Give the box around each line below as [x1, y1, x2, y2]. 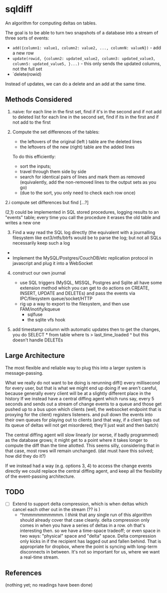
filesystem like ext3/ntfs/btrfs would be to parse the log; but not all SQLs [12, 235, 162, 241]
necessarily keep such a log [12, 240, 70, 246]
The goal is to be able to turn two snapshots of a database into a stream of [5, 29, 159, 35]
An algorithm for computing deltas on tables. [5, 20, 97, 26]
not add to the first [12, 119, 51, 125]
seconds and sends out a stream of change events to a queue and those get [5, 401, 162, 407]
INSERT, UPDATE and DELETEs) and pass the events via [19, 290, 136, 296]
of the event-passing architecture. [5, 473, 75, 479]
